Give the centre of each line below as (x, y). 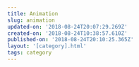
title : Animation (33, 14)
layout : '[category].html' (47, 46)
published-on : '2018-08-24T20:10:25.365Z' (71, 40)
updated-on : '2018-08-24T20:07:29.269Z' (68, 27)
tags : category (30, 53)
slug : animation (31, 20)
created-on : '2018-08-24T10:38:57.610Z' (68, 33)
